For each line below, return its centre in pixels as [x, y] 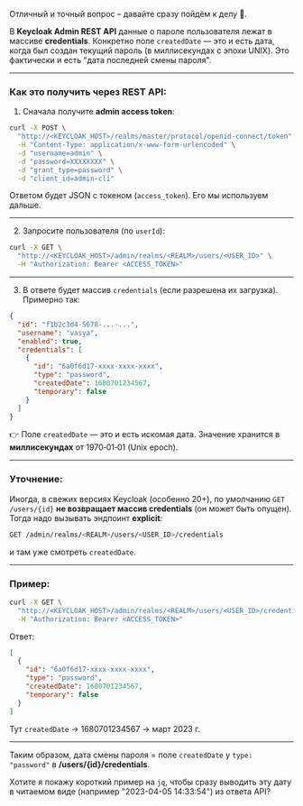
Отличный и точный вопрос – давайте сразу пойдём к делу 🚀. [129, 14]
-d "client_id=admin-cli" [66, 179]
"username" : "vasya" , [58, 333]
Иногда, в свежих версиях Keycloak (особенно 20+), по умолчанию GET [147, 499]
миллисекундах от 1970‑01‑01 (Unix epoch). [94, 447]
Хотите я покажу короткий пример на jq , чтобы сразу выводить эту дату [151, 782]
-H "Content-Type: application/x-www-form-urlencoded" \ [127, 145]
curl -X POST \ [38, 128]
